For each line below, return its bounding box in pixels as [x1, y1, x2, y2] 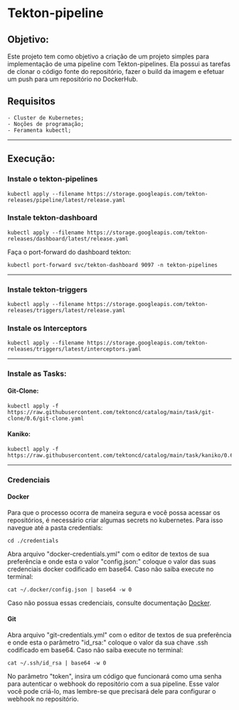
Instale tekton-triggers [7, 285, 87, 295]
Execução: [7, 153, 55, 165]
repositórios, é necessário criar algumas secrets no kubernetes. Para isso [7, 516, 223, 524]
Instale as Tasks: [7, 369, 67, 378]
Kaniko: [7, 430, 31, 438]
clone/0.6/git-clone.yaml [7, 415, 84, 422]
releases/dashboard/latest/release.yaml [7, 235, 129, 243]
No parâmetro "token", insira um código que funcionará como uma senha [7, 672, 222, 681]
